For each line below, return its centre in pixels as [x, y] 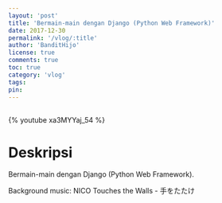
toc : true [25, 68]
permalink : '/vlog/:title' [53, 38]
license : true [32, 53]
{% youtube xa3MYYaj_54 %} [57, 120]
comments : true [33, 61]
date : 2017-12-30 [37, 30]
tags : [17, 82]
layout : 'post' [33, 16]
